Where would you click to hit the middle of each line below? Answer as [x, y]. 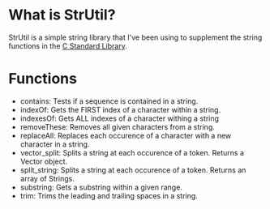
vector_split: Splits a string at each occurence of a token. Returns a [132, 152]
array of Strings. [47, 178]
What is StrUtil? [62, 15]
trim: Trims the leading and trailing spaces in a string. [109, 195]
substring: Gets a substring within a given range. [101, 187]
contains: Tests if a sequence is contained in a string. [109, 101]
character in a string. [55, 144]
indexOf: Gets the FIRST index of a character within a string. [120, 109]
